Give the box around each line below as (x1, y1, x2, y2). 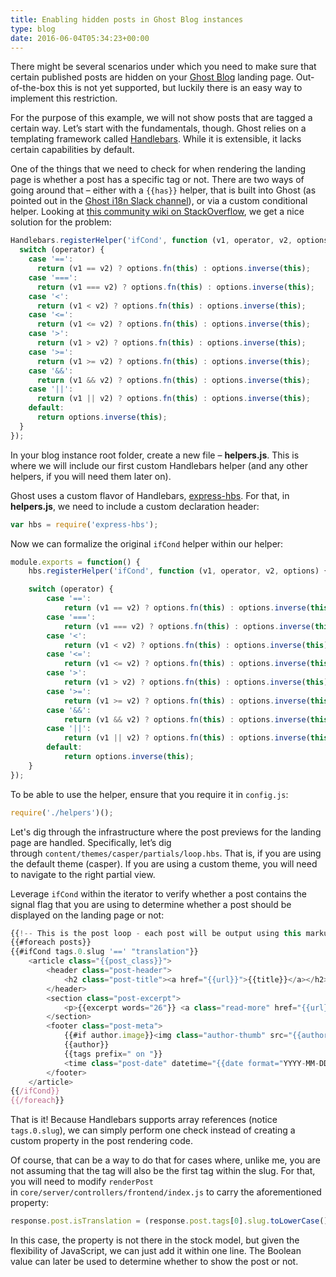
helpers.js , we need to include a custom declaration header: (10, 500, 260, 512)
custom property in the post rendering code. (10, 1135, 193, 1147)
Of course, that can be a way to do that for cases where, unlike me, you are (10, 1154, 321, 1166)
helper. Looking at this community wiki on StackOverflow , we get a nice (10, 206, 305, 218)
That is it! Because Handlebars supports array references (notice (10, 1114, 278, 1126)
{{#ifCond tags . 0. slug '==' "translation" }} (10, 947, 199, 957)
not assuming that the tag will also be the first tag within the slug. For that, (10, 1165, 316, 1177)
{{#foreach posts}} (10, 937, 92, 948)
